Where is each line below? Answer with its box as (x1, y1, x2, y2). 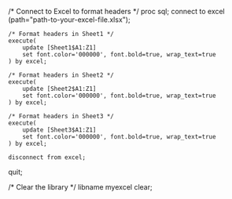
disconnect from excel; (8, 154, 87, 161)
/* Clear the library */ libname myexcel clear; (8, 183, 153, 191)
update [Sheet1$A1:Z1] (22, 44, 97, 52)
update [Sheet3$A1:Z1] (22, 126, 97, 134)
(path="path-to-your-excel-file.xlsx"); (8, 15, 131, 24)
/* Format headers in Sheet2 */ (8, 71, 114, 79)
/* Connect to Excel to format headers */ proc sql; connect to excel (8, 7, 226, 16)
